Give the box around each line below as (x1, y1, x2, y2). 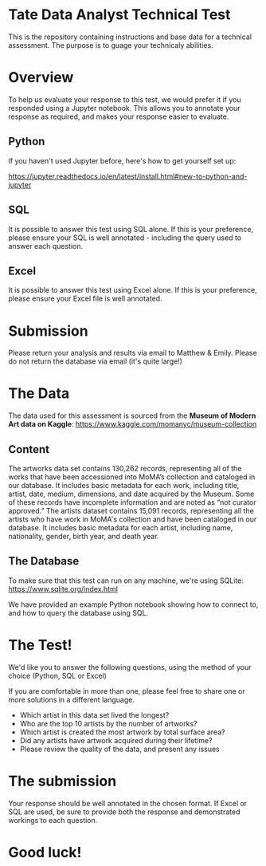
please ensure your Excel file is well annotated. (8, 293, 162, 304)
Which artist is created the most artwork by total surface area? (19, 727, 225, 737)
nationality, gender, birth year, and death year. (8, 532, 159, 541)
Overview (8, 69, 74, 87)
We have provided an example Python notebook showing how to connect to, (8, 600, 259, 609)
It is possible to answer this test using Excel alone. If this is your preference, (8, 285, 257, 295)
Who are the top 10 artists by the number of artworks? (19, 718, 198, 728)
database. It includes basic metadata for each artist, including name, (8, 523, 233, 532)
